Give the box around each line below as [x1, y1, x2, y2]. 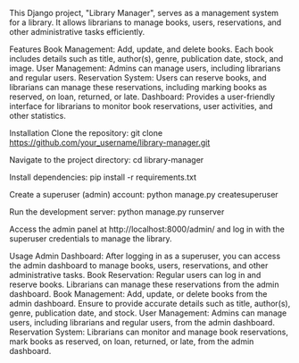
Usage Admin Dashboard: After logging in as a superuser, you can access [9, 250, 281, 261]
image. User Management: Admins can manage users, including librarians [9, 63, 281, 73]
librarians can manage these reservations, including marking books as [9, 82, 268, 92]
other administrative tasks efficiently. [9, 27, 145, 37]
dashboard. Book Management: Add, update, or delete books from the [9, 289, 268, 299]
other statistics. [9, 111, 67, 121]
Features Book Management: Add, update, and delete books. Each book [9, 44, 274, 55]
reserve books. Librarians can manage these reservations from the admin [9, 279, 279, 290]
